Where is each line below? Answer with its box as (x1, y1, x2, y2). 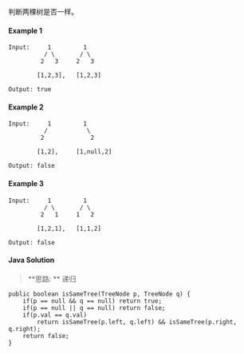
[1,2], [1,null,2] (37, 148, 112, 156)
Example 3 (8, 179, 44, 188)
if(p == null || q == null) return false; (22, 304, 166, 312)
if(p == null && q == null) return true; (22, 296, 162, 305)
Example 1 (8, 26, 42, 35)
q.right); (8, 324, 41, 333)
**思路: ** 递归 (27, 274, 77, 284)
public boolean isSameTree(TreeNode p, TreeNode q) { (8, 290, 191, 298)
